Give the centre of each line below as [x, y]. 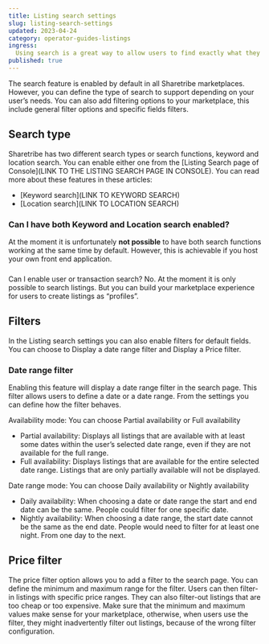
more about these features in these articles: [80, 179]
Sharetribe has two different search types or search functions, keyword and [134, 154]
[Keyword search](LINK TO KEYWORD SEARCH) [100, 195]
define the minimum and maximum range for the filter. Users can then [123, 589]
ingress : [23, 46]
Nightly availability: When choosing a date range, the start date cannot [137, 519]
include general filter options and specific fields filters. [98, 109]
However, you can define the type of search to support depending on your [131, 92]
